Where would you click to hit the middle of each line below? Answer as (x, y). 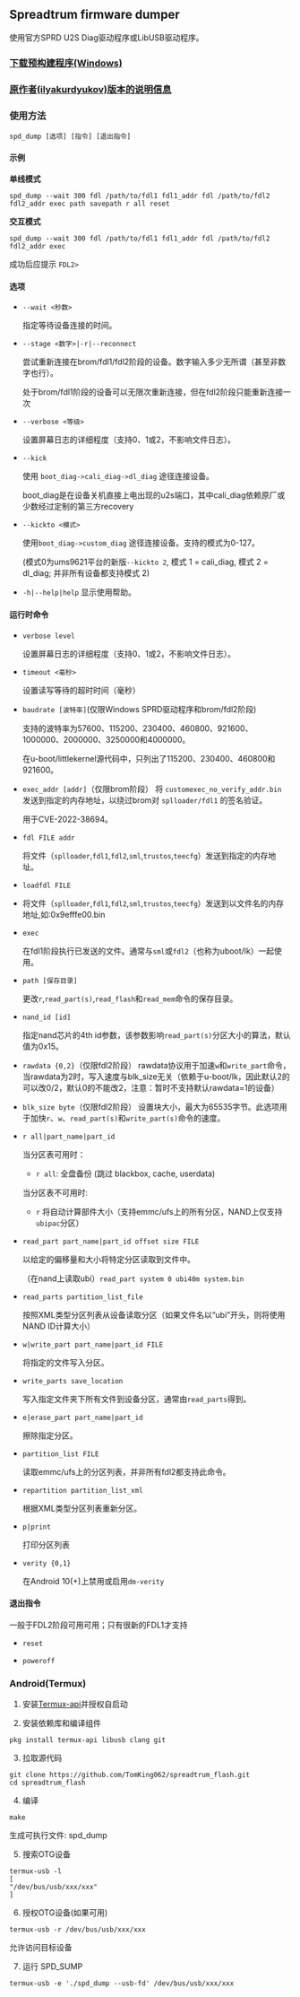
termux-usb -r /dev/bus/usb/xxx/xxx (77, 1930)
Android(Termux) (48, 1683)
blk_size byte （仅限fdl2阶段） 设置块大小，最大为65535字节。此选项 (151, 1106)
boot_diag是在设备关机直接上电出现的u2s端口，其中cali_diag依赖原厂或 (154, 495)
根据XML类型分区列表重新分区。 (81, 1508)
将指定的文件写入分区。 (65, 1362)
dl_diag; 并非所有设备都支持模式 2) (86, 573)
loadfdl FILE (47, 885)
